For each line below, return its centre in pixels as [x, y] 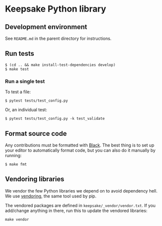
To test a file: [18, 92]
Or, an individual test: [26, 110]
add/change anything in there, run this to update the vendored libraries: [76, 210]
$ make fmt [16, 164]
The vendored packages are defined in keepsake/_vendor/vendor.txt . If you [80, 205]
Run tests [20, 54]
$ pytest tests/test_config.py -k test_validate [55, 119]
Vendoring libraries [35, 179]
